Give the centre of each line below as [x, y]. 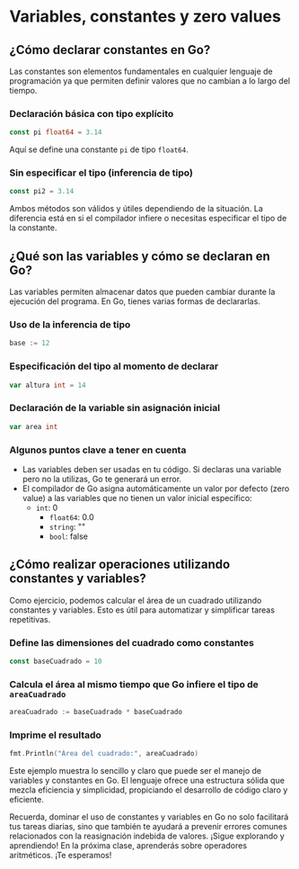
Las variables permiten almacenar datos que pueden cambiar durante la [142, 292]
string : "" [67, 526]
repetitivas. [30, 619]
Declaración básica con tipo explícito [92, 113]
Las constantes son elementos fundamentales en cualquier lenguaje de [141, 71]
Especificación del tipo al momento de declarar [114, 366]
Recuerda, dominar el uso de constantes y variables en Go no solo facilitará [149, 817]
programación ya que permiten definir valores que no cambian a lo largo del [149, 81]
